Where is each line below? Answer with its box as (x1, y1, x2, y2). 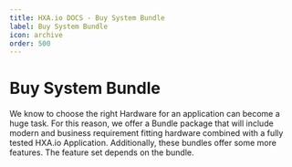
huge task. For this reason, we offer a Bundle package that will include (9, 118, 274, 129)
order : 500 (9, 38, 51, 48)
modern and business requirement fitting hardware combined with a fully (9, 128, 284, 139)
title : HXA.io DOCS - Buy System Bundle (9, 13, 166, 23)
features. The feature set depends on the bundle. (9, 147, 194, 158)
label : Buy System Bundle (9, 22, 108, 31)
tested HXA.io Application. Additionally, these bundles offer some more (9, 138, 276, 149)
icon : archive (9, 30, 64, 39)
